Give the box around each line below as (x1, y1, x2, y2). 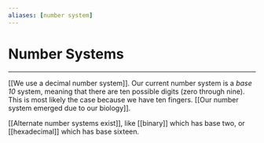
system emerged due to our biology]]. (8, 103, 131, 113)
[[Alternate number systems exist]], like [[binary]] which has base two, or (8, 118, 245, 127)
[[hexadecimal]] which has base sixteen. (8, 127, 140, 136)
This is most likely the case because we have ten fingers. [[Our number (8, 95, 240, 104)
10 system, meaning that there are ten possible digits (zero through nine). (8, 87, 245, 96)
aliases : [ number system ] (8, 11, 93, 20)
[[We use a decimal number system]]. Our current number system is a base (8, 78, 253, 88)
